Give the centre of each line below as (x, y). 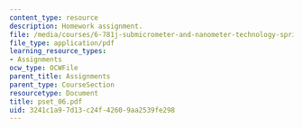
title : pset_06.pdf (46, 101)
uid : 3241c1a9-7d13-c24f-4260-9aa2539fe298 (92, 110)
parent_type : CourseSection (62, 85)
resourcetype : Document (54, 93)
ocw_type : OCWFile (44, 69)
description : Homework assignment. (76, 26)
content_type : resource (54, 18)
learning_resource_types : (58, 51)
